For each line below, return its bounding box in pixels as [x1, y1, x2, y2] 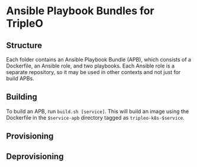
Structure [6, 40, 43, 50]
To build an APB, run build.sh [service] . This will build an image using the [6, 108, 189, 115]
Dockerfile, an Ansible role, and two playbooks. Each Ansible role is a [6, 62, 175, 69]
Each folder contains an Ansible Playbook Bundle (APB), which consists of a [6, 56, 191, 63]
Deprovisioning [6, 151, 64, 161]
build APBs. [6, 75, 34, 82]
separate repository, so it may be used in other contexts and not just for [6, 69, 181, 75]
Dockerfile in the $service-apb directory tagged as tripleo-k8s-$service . [6, 114, 185, 121]
